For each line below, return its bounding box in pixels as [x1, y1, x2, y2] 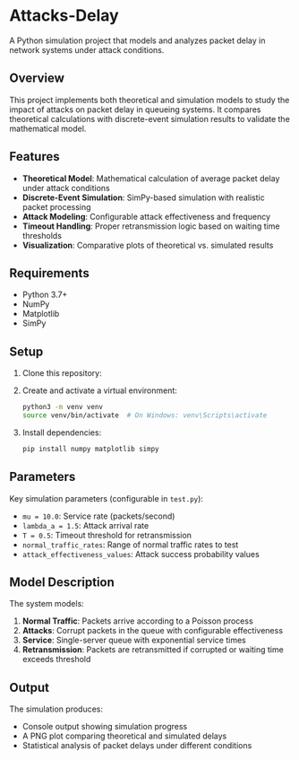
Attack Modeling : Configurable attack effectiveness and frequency [21, 211, 271, 222]
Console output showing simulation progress [21, 721, 188, 732]
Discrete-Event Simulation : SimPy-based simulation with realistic [21, 192, 266, 203]
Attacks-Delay [9, 5, 119, 26]
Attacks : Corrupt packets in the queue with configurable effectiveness [21, 625, 284, 636]
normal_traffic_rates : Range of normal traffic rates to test [21, 539, 239, 550]
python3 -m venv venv [21, 403, 104, 412]
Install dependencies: [21, 427, 102, 438]
